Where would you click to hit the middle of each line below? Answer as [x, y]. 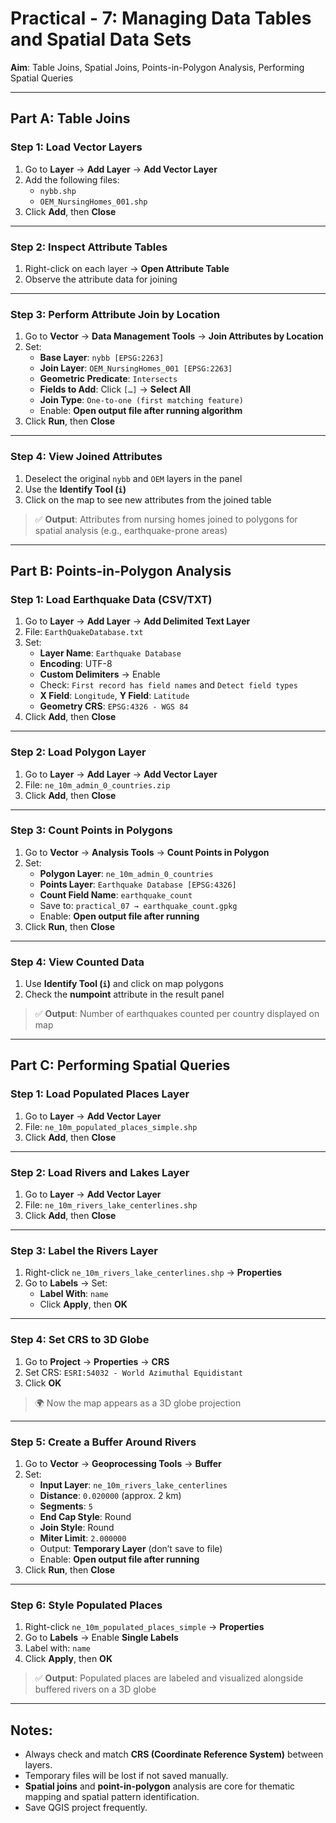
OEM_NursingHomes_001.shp [93, 202]
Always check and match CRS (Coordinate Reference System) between [174, 1754]
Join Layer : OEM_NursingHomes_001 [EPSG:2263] [136, 368]
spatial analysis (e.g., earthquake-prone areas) [131, 530]
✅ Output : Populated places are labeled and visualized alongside [169, 1678]
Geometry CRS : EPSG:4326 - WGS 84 [114, 706]
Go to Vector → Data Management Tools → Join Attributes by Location [174, 336]
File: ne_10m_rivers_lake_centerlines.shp [111, 1205]
